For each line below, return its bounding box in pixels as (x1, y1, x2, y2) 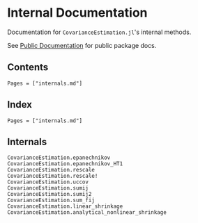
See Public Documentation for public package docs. (7, 41, 157, 49)
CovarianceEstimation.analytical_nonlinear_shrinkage (7, 209, 167, 216)
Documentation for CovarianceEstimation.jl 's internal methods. (7, 28, 192, 36)
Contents (7, 61, 49, 74)
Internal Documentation (7, 5, 148, 21)
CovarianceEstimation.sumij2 (7, 191, 92, 198)
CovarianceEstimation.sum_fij (7, 197, 96, 204)
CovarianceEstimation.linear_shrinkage (7, 203, 123, 210)
